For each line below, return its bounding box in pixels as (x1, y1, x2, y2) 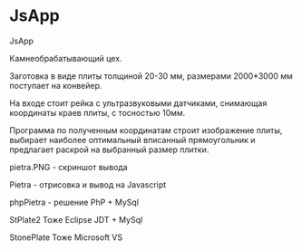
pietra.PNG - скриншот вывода (9, 161, 129, 172)
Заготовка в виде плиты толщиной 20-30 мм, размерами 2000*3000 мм (9, 70, 293, 82)
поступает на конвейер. (9, 80, 102, 91)
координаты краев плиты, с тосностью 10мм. (9, 107, 186, 118)
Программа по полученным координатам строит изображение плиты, (9, 124, 283, 136)
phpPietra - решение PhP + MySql (9, 197, 139, 207)
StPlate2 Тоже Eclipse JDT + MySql (9, 214, 143, 225)
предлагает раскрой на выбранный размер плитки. (9, 144, 209, 155)
